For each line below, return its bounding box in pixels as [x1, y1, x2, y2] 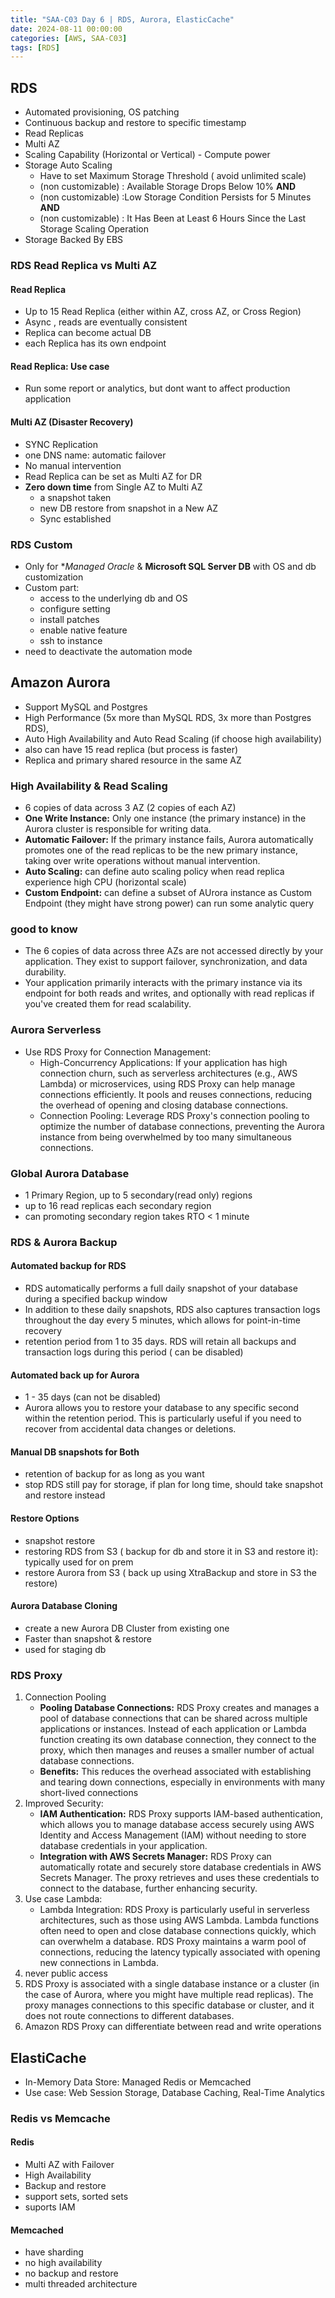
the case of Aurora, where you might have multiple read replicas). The [24, 1989, 314, 2001]
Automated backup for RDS [10, 1260, 127, 1272]
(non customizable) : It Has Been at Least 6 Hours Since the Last [39, 212, 307, 225]
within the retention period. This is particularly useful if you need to [24, 1412, 302, 1425]
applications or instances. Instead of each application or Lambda [39, 1723, 307, 1735]
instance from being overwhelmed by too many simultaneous [39, 1131, 292, 1143]
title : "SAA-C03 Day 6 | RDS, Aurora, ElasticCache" [10, 14, 235, 25]
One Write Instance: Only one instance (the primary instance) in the [24, 812, 307, 824]
